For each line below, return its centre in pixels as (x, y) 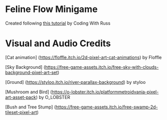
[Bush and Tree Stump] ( (31, 107)
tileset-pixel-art (21, 112)
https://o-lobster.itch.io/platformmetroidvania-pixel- (105, 92)
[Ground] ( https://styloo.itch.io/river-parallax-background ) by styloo (75, 82)
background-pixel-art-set (32, 72)
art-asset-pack (21, 97)
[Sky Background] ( (25, 67)
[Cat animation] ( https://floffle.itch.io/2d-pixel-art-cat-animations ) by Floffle (83, 57)
